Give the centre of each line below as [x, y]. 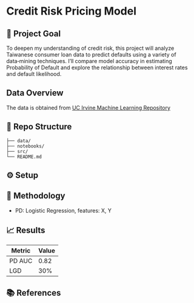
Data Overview [35, 93]
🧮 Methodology [36, 196]
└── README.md [24, 157]
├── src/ [17, 151]
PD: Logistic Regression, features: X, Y [63, 210]
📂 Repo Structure [39, 127]
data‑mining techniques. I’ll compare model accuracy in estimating [89, 61]
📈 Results [26, 230]
